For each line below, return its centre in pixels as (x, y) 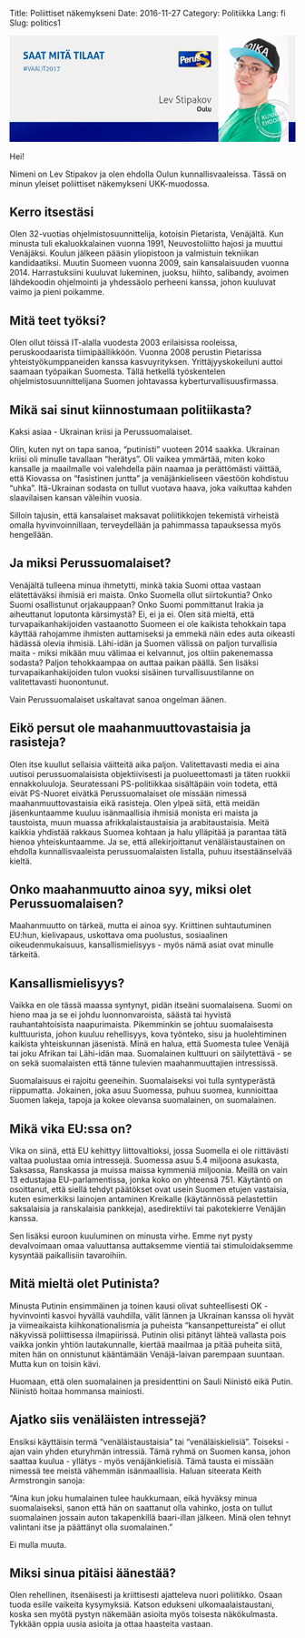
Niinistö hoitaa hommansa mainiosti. (77, 1390)
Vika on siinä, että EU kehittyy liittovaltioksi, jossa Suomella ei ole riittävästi (149, 1151)
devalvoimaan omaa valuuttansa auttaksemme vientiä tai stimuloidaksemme (151, 1246)
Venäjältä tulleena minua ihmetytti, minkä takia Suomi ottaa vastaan (135, 585)
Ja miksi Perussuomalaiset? (90, 563)
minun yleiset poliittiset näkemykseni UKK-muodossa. (110, 183)
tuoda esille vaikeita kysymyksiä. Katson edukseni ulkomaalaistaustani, (142, 1604)
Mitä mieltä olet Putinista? (85, 1284)
